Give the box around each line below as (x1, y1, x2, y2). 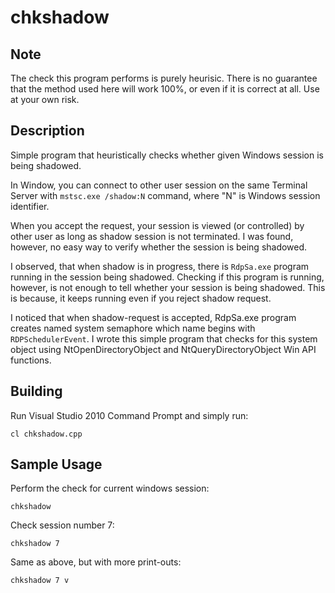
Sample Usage (10, 456, 103, 473)
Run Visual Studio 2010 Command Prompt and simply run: (10, 409, 249, 421)
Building (10, 383, 63, 400)
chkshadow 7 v (10, 576, 70, 586)
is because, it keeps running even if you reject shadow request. (10, 292, 272, 304)
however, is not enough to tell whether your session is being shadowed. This (10, 281, 326, 293)
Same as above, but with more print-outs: (10, 556, 182, 568)
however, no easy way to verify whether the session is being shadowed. (10, 241, 308, 253)
